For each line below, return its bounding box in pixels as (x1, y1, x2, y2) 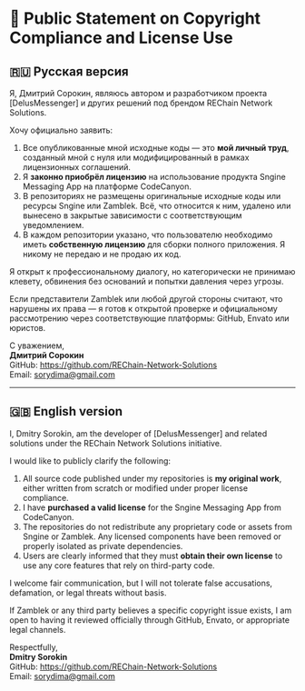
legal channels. (9, 624, 66, 635)
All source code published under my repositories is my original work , (22, 473, 282, 484)
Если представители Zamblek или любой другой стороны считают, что (9, 294, 283, 304)
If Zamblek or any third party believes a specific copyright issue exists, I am (9, 605, 292, 616)
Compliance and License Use (9, 27, 233, 48)
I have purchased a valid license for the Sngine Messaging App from (22, 502, 281, 513)
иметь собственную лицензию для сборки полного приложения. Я (22, 239, 286, 249)
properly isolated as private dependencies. (22, 540, 183, 551)
